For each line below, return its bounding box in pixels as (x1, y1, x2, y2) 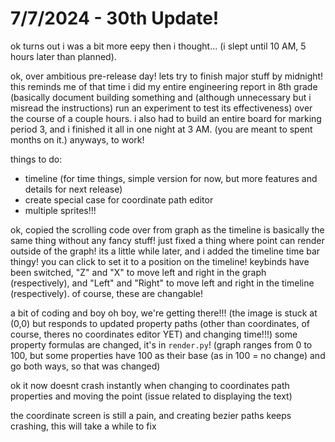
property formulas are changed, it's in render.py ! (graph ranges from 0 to (10, 338, 313, 351)
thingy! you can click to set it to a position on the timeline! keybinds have (10, 255, 310, 267)
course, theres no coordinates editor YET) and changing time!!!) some (10, 328, 298, 340)
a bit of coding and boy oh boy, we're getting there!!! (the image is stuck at (10, 307, 318, 319)
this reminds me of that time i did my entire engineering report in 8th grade (10, 80, 318, 92)
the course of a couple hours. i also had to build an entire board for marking (10, 112, 322, 124)
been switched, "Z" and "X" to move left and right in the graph (10, 266, 267, 278)
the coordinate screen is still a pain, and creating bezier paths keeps (10, 409, 292, 421)
